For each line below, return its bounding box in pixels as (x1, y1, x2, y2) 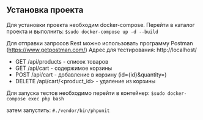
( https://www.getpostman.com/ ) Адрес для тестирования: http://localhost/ (6, 46, 197, 53)
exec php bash (28, 96, 64, 102)
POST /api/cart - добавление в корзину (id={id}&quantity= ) (15, 70, 167, 78)
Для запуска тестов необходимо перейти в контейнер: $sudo (6, 89, 165, 97)
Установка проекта (6, 5, 84, 15)
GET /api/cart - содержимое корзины (15, 64, 112, 72)
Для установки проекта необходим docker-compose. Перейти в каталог (6, 21, 195, 28)
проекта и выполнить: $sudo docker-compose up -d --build (6, 28, 158, 35)
